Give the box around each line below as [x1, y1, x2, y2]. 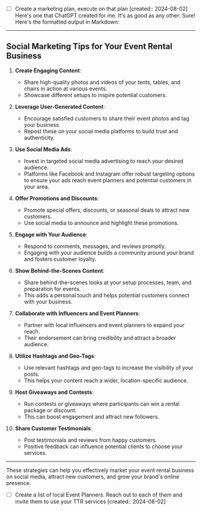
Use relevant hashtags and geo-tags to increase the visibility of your [23, 364, 194, 371]
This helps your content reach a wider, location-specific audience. [23, 376, 188, 384]
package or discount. [23, 407, 77, 414]
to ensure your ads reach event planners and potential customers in [23, 176, 192, 183]
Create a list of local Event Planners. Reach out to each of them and [14, 491, 183, 498]
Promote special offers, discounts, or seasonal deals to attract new [23, 206, 190, 214]
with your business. [23, 298, 73, 305]
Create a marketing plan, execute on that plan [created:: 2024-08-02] [14, 5, 188, 12]
